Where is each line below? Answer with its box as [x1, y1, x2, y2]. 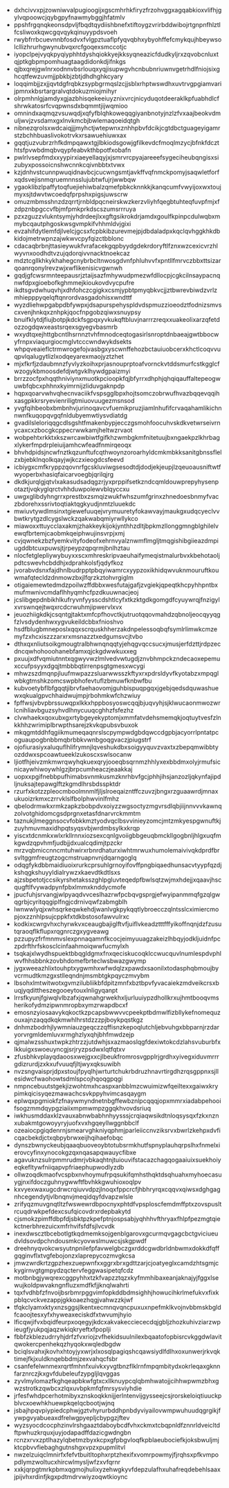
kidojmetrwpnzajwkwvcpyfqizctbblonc [13, 234, 125, 242]
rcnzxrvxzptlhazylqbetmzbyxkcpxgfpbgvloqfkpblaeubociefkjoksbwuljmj [13, 1436, 219, 1444]
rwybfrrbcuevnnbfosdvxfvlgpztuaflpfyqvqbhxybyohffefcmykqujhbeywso [13, 35, 222, 44]
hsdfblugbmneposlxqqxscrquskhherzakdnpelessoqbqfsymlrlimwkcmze [13, 625, 218, 633]
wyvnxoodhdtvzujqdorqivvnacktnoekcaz [13, 249, 130, 257]
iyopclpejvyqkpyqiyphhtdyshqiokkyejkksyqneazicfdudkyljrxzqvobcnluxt [13, 50, 219, 58]
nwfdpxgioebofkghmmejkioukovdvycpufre [13, 279, 135, 287]
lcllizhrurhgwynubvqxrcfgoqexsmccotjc [13, 43, 127, 51]
